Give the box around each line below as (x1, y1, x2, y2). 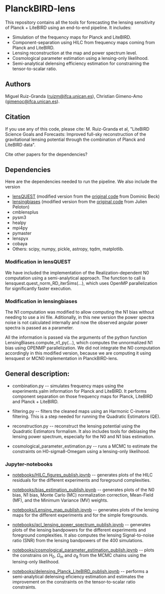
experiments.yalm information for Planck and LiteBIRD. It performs (12, 388, 147, 394)
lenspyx (12, 235, 29, 241)
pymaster (12, 230, 32, 236)
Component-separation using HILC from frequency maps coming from (12, 39, 155, 45)
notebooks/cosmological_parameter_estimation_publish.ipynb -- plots (12, 547, 154, 553)
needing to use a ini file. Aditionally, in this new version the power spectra (5, 314, 155, 320)
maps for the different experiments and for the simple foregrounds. (12, 512, 149, 518)
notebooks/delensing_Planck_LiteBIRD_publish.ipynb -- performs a (12, 568, 149, 574)
